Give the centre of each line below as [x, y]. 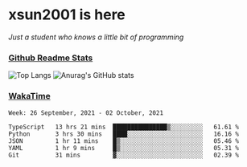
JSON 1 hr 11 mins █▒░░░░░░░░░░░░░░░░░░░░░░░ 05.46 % [124, 141]
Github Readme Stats [51, 58]
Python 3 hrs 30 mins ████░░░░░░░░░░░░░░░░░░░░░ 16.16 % [124, 134]
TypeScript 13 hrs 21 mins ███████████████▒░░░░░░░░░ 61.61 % [124, 127]
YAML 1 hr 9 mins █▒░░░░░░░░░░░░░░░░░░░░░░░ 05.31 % [124, 148]
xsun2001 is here [67, 15]
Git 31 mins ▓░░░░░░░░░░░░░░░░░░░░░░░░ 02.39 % [124, 155]
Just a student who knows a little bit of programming [96, 37]
